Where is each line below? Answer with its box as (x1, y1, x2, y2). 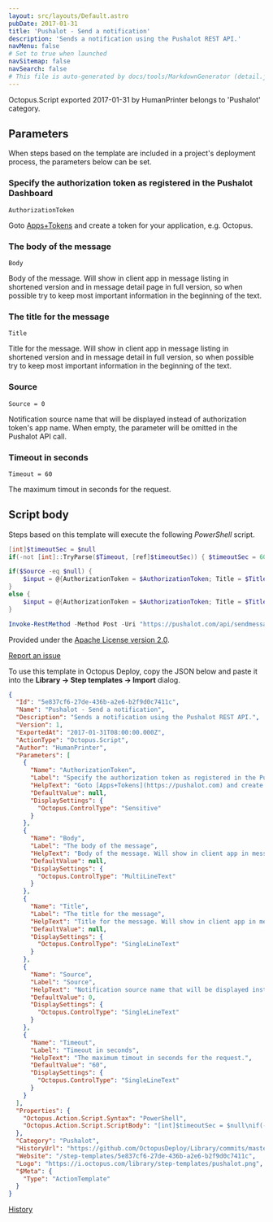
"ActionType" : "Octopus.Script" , (15, 735, 129, 744)
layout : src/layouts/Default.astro (8, 11, 129, 20)
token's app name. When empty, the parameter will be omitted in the (8, 422, 238, 432)
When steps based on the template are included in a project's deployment (8, 148, 256, 159)
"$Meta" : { (15, 1167, 53, 1176)
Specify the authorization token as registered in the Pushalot (8, 177, 253, 189)
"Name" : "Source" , (29, 970, 93, 979)
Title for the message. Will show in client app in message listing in (8, 343, 229, 354)
